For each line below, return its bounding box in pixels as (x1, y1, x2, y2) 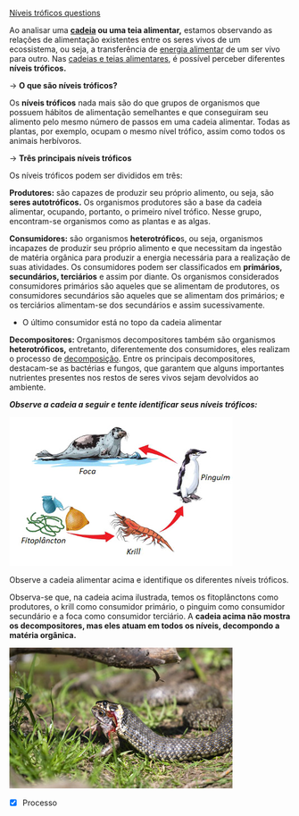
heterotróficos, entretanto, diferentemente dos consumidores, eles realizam (9, 344, 290, 354)
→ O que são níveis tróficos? (9, 80, 118, 90)
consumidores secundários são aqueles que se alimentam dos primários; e (9, 290, 286, 300)
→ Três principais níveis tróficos (9, 153, 132, 164)
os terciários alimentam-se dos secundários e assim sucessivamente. (9, 299, 265, 310)
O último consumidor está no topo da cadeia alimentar (21, 317, 222, 327)
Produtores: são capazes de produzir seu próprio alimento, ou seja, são (9, 188, 274, 198)
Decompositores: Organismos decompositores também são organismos (9, 334, 276, 345)
